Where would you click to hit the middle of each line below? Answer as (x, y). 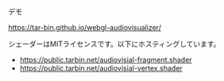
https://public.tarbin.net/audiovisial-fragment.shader (106, 60)
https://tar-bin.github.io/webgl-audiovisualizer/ (85, 27)
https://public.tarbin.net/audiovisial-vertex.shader (101, 68)
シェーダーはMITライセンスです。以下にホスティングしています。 (114, 44)
